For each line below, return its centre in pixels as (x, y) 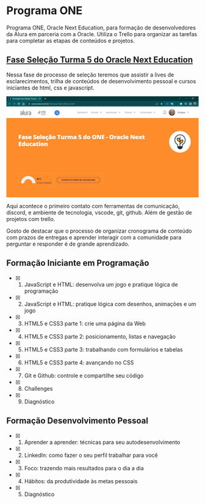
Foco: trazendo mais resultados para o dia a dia (84, 468)
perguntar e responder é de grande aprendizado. (68, 244)
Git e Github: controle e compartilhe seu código (84, 375)
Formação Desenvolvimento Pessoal (77, 421)
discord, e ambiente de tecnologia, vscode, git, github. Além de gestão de (99, 213)
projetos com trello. (31, 219)
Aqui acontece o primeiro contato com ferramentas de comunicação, (93, 206)
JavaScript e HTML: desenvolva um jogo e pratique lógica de (101, 284)
